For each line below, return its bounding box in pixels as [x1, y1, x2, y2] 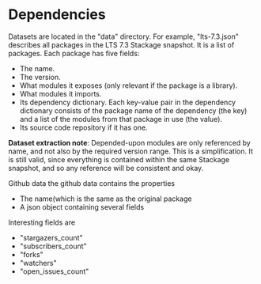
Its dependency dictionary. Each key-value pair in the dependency [19, 97, 236, 107]
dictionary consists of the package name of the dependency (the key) [19, 105, 248, 115]
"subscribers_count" [19, 241, 87, 251]
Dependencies [8, 6, 106, 24]
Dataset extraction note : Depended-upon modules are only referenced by [8, 138, 251, 147]
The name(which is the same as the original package [19, 194, 192, 203]
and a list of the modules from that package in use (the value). [19, 114, 223, 123]
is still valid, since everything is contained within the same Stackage [8, 154, 230, 164]
